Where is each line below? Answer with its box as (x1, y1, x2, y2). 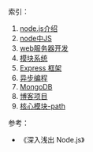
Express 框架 (19, 63, 62, 73)
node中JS (19, 34, 53, 43)
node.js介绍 (19, 24, 58, 33)
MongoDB (19, 82, 53, 91)
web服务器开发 (19, 44, 69, 53)
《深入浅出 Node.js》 (19, 135, 85, 144)
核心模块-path (19, 101, 65, 111)
